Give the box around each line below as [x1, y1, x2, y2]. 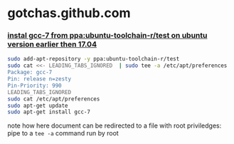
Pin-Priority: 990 [7, 82, 62, 89]
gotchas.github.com [7, 5, 131, 21]
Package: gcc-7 [7, 69, 53, 76]
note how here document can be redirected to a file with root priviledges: [7, 121, 222, 130]
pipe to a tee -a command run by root [7, 129, 119, 138]
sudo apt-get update [7, 102, 69, 109]
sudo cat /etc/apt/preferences [7, 95, 100, 103]
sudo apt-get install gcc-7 [7, 108, 91, 115]
